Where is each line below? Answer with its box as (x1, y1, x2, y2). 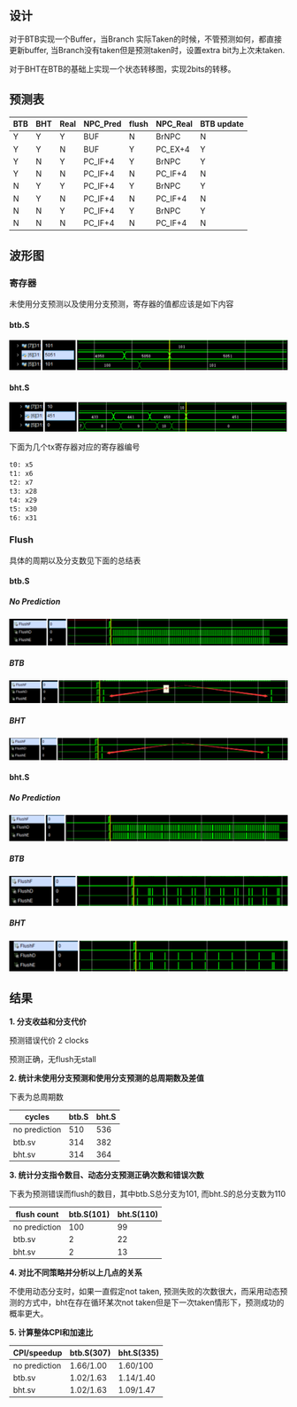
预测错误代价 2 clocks (9, 1035, 89, 1045)
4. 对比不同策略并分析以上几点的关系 (9, 1267, 143, 1278)
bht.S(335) (118, 1347, 160, 1358)
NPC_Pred (83, 119, 122, 129)
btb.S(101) (68, 1208, 110, 1219)
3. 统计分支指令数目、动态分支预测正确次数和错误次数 (9, 1169, 205, 1181)
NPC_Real (156, 119, 193, 129)
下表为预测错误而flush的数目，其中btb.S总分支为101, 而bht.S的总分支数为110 (9, 1189, 286, 1200)
